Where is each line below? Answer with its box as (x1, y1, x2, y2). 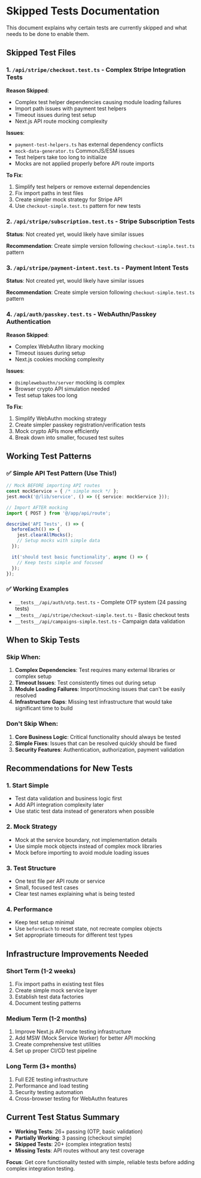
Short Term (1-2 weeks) (6, 967, 76, 975)
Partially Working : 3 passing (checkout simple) (14, 1134, 132, 1141)
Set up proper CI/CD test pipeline (14, 1047, 97, 1055)
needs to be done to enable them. (6, 30, 90, 37)
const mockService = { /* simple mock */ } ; (6, 488, 119, 495)
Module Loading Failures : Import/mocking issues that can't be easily (14, 686, 185, 693)
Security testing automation (14, 1088, 84, 1095)
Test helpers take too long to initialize (14, 153, 107, 161)
